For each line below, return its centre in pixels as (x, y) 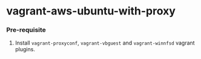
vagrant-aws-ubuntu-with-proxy (91, 11)
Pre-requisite (26, 30)
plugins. (25, 49)
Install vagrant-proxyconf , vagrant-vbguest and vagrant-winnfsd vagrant (105, 43)
